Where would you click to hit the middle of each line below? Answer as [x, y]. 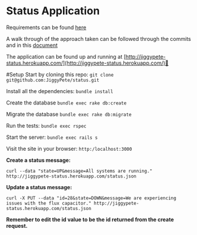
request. [17, 226]
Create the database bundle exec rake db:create [66, 103]
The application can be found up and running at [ [66, 56]
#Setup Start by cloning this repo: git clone [60, 74]
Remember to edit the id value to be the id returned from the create [90, 219]
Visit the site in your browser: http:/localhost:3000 [69, 148]
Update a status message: [39, 187]
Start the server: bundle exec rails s [52, 137]
